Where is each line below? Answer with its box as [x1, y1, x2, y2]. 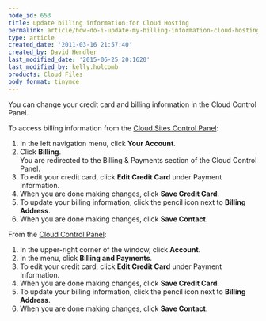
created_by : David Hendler [8, 48, 97, 56]
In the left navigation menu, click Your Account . [19, 138, 176, 148]
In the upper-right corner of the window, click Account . [19, 244, 201, 254]
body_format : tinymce [8, 77, 80, 85]
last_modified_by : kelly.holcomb [8, 63, 119, 71]
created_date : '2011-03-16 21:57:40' [8, 41, 133, 49]
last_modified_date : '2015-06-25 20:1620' [8, 56, 150, 64]
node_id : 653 [8, 11, 51, 20]
